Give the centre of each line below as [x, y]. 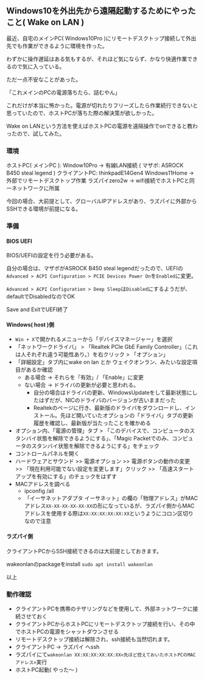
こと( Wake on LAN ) [45, 22]
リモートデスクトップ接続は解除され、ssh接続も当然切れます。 [94, 639]
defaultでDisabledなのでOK [40, 296]
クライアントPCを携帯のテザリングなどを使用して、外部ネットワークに [104, 608]
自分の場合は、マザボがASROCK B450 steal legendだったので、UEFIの [95, 268]
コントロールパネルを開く [47, 454]
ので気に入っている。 [38, 66]
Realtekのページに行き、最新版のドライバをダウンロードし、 [109, 408]
